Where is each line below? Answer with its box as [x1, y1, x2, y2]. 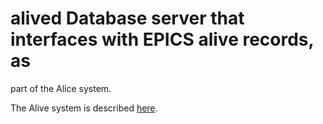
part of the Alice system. [10, 82, 112, 94]
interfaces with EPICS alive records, [10, 28, 315, 51]
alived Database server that [10, 7, 245, 30]
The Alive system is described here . [10, 102, 158, 114]
